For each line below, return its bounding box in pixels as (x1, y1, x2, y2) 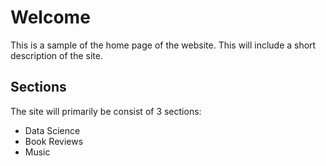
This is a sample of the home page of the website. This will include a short (10, 39, 317, 51)
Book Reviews (24, 135, 84, 147)
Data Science (24, 124, 81, 136)
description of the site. (10, 49, 103, 61)
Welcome (10, 6, 91, 29)
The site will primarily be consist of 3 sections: (10, 105, 202, 117)
